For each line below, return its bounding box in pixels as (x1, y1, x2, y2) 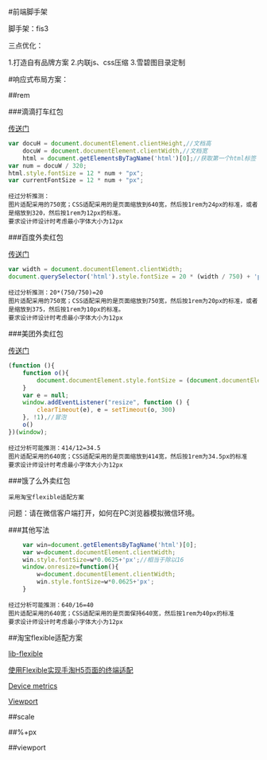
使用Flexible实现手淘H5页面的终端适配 (8, 665, 133, 674)
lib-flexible (8, 649, 44, 658)
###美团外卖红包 (8, 329, 64, 338)
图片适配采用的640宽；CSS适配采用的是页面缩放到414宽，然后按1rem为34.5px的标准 (8, 452, 248, 460)
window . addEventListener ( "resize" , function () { (22, 398, 191, 407)
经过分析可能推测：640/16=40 (8, 601, 94, 609)
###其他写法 (8, 525, 50, 534)
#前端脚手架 (8, 7, 48, 16)
